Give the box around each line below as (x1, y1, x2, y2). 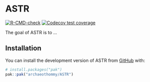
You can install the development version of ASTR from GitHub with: (5, 57, 145, 63)
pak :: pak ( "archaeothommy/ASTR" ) (5, 71, 73, 77)
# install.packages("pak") (5, 67, 62, 72)
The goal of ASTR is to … (5, 29, 57, 35)
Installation (5, 44, 42, 53)
